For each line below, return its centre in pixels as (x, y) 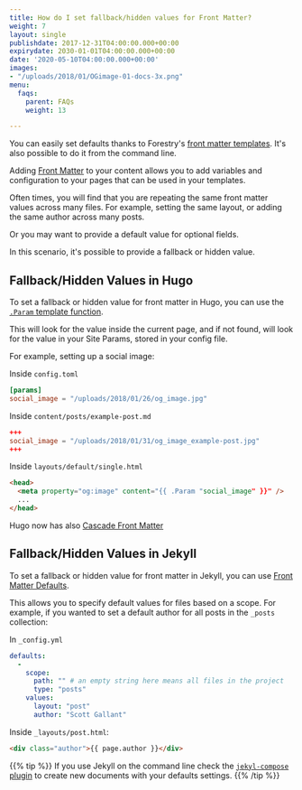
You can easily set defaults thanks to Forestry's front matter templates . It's (148, 144)
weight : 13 (46, 110)
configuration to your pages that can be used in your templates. (128, 181)
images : (24, 69)
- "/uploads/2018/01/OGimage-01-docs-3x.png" (96, 77)
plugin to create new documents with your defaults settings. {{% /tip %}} (145, 775)
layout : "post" (62, 706)
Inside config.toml (44, 374)
